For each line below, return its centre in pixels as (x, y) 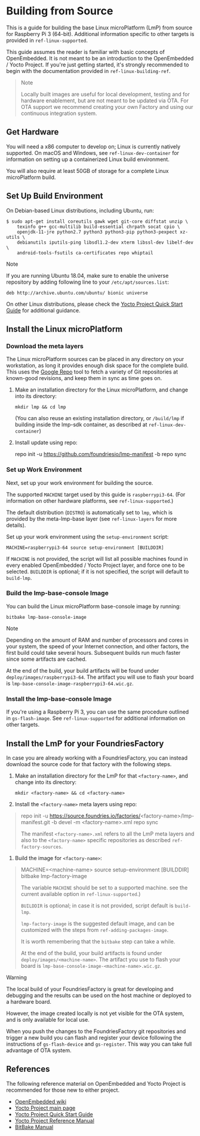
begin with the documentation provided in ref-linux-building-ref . (88, 71)
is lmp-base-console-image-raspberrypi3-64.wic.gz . (70, 683)
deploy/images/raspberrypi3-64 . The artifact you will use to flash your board (100, 677)
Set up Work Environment (44, 470)
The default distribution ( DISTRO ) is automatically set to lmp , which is (90, 512)
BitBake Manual (34, 1127)
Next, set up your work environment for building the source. (80, 482)
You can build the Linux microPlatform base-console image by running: (93, 606)
